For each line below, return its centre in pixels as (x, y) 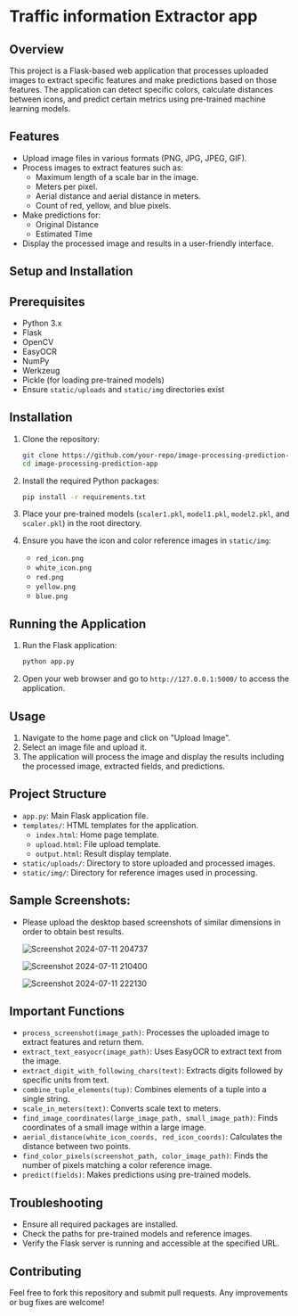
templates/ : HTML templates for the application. (110, 825)
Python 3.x (42, 324)
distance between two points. (77, 1147)
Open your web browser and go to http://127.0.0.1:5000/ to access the (156, 679)
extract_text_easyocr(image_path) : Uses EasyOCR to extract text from (152, 1052)
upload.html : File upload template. (98, 843)
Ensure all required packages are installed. (100, 1224)
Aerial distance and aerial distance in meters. (118, 196)
